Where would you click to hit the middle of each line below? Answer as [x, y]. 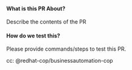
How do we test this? [33, 36]
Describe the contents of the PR [46, 22]
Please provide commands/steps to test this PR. [66, 49]
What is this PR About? [36, 8]
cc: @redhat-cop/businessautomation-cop [60, 61]
